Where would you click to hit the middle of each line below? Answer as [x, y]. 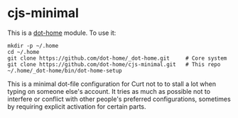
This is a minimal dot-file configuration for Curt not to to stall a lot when [112, 84]
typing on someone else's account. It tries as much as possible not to [109, 91]
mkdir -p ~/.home [33, 45]
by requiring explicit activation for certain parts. [77, 106]
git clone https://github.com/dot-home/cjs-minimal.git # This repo [114, 64]
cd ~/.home [23, 52]
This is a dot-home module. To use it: [62, 33]
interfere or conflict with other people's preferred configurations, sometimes [119, 99]
